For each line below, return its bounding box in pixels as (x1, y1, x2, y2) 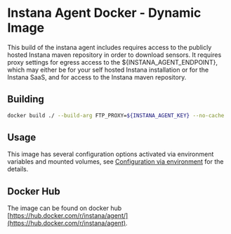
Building (7, 93, 44, 105)
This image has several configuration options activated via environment (7, 150, 214, 159)
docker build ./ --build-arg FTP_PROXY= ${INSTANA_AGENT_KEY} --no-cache (7, 112, 225, 119)
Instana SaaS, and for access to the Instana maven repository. (7, 72, 187, 82)
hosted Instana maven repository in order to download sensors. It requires (7, 51, 222, 59)
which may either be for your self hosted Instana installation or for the (7, 65, 209, 74)
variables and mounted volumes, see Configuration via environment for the (7, 157, 224, 166)
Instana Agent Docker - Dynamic (7, 5, 202, 21)
